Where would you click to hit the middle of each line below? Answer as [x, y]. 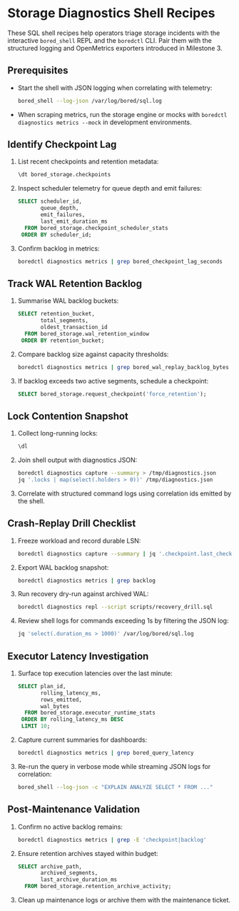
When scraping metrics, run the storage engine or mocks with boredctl [122, 114]
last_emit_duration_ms [74, 221]
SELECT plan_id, [42, 686]
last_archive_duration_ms [79, 880]
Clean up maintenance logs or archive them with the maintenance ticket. [124, 900]
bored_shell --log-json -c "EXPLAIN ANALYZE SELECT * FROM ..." [115, 787]
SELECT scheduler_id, [50, 201]
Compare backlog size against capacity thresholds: [93, 354]
